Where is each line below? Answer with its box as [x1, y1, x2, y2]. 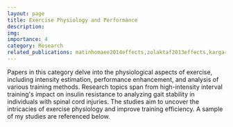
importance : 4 [7, 36, 49, 43]
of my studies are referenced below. [7, 112, 111, 120]
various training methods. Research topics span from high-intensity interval [7, 83, 223, 91]
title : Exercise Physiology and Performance [7, 17, 138, 24]
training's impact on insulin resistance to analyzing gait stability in [7, 90, 196, 98]
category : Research [7, 42, 64, 49]
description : [7, 23, 45, 30]
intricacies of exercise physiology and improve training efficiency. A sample [7, 105, 223, 113]
